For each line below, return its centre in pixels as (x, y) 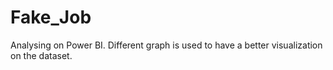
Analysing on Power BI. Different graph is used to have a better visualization (166, 45)
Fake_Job (51, 17)
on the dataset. (41, 55)
